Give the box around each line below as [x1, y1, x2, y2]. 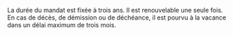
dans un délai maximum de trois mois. [7, 21, 117, 29]
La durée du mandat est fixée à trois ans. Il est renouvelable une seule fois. [7, 6, 223, 14]
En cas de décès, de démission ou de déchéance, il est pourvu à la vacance [7, 13, 227, 22]
